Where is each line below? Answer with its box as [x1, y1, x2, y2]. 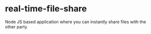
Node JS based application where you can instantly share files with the [5, 19, 146, 25]
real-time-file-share [5, 3, 87, 14]
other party [5, 24, 27, 29]
